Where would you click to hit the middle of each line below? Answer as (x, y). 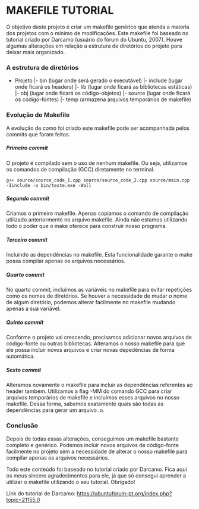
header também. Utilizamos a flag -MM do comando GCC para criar (89, 391)
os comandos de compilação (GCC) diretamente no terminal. (80, 169)
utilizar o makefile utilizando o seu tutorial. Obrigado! (71, 482)
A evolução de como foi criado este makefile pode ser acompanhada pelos (98, 128)
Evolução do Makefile (38, 115)
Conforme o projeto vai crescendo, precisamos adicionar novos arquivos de (99, 338)
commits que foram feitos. (38, 134)
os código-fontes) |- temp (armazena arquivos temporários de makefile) (103, 99)
